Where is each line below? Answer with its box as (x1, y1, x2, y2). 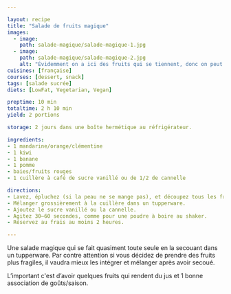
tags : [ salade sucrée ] (7, 80, 72, 87)
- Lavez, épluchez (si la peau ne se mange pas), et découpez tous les (7, 193, 217, 200)
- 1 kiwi (7, 149, 32, 156)
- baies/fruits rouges (7, 168, 72, 175)
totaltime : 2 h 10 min (7, 105, 72, 112)
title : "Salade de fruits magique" (7, 22, 109, 30)
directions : (7, 187, 41, 194)
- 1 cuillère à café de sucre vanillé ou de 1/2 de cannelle (7, 174, 186, 182)
